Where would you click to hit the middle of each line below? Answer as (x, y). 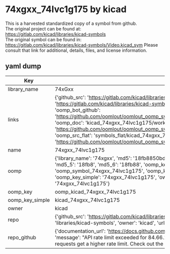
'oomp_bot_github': (78, 110)
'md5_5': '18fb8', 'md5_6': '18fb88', (99, 164)
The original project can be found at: (43, 28)
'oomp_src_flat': (74, 135)
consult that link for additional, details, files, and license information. (76, 50)
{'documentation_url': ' (82, 231)
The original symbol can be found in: (44, 40)
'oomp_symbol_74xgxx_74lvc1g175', (100, 171)
